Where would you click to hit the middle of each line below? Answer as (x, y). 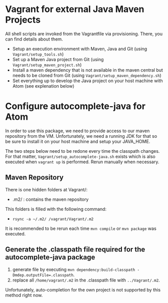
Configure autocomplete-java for (75, 106)
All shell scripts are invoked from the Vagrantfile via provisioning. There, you (84, 34)
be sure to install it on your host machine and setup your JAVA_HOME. (78, 141)
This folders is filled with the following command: (56, 209)
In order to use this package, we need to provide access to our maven (77, 131)
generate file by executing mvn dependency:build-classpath (74, 269)
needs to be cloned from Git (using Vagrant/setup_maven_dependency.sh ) (87, 75)
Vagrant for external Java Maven (75, 9)
